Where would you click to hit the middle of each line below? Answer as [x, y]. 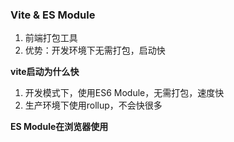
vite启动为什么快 [45, 72]
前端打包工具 [51, 38]
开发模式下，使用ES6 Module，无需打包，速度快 [124, 93]
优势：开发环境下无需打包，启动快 [95, 50]
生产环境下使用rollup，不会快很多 [93, 105]
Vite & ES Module [53, 15]
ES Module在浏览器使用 [59, 127]
